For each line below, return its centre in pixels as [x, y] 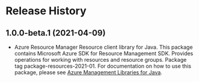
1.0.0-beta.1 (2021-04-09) [56, 33]
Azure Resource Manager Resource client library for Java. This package [103, 47]
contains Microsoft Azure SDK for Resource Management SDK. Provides [104, 53]
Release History [46, 11]
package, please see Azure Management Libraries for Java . [88, 72]
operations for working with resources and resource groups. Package [100, 60]
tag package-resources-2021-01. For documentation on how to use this [103, 66]
